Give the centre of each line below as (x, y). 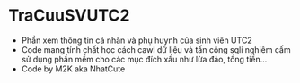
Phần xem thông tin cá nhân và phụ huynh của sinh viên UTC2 (137, 40)
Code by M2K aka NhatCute (73, 69)
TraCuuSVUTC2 (69, 16)
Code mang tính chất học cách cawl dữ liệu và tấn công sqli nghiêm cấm (156, 49)
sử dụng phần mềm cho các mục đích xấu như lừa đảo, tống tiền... (144, 59)
